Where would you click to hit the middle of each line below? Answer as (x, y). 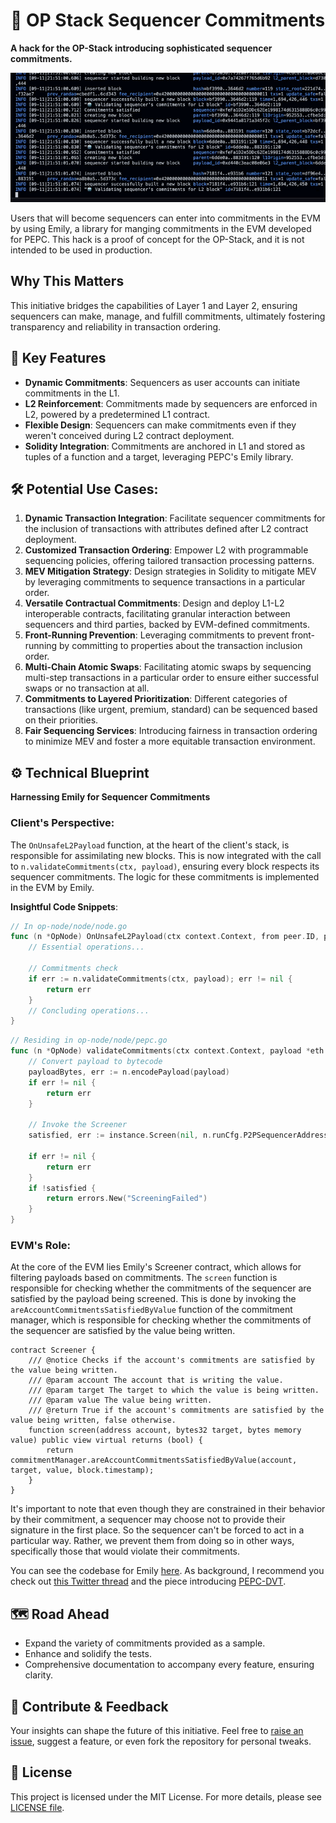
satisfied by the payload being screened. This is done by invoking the (153, 1299)
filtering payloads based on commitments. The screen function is (144, 1278)
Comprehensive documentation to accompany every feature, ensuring (169, 1665)
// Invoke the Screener (78, 1125)
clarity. (38, 1675)
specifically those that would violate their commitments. (125, 1551)
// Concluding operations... (89, 1010)
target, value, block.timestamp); (82, 1470)
